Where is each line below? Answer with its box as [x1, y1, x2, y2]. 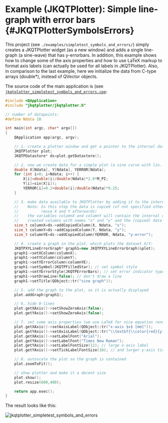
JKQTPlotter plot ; [14, 149, 52, 154]
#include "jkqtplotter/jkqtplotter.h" [5, 103, 86, 108]
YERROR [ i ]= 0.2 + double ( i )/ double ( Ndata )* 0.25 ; [23, 186, 120, 191]
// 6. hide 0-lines [14, 301, 55, 307]
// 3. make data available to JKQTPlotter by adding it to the [14, 199, 149, 204]
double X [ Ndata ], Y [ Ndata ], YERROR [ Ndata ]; [14, 167, 106, 172]
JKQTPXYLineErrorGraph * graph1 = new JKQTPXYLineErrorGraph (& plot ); [14, 246, 155, 251]
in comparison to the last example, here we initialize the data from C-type [5, 68, 156, 74]
